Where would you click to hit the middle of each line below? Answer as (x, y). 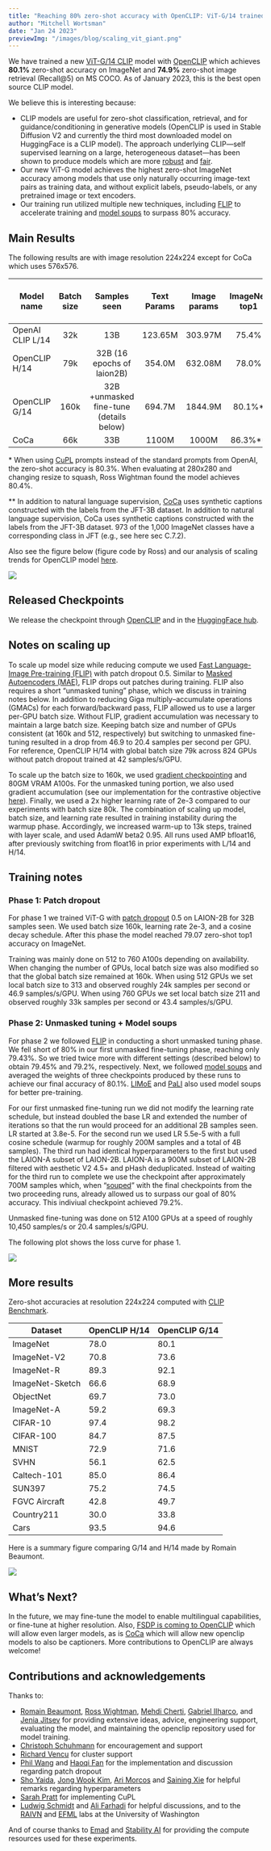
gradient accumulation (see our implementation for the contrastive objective (135, 791)
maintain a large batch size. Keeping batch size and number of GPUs (123, 724)
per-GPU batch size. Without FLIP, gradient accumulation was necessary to (133, 716)
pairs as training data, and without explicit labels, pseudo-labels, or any (138, 187)
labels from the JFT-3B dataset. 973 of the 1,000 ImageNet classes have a (131, 527)
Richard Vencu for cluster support (76, 1754)
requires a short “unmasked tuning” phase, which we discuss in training (128, 690)
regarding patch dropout (61, 1771)
